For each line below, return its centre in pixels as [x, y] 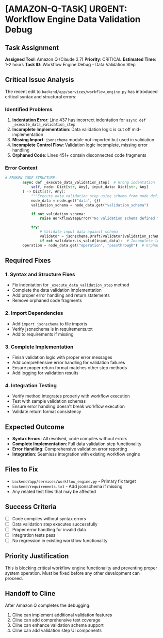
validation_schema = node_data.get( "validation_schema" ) [90, 205]
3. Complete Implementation [39, 347]
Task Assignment [32, 47]
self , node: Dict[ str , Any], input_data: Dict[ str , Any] [90, 187]
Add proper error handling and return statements [61, 295]
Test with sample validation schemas [49, 401]
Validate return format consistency [47, 412]
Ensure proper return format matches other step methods [69, 367]
